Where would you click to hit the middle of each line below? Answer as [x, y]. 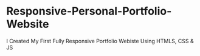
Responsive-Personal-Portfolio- [89, 11]
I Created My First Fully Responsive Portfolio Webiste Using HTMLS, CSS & [100, 41]
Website [28, 24]
